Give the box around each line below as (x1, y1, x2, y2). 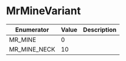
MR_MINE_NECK (9, 45, 55, 53)
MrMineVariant (6, 4, 81, 18)
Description (83, 25, 117, 34)
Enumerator (15, 25, 49, 34)
